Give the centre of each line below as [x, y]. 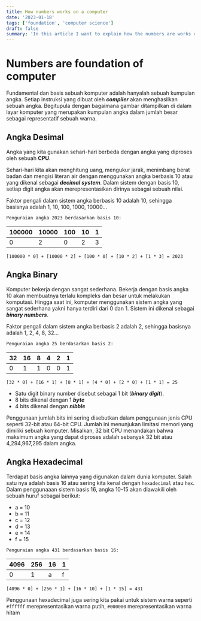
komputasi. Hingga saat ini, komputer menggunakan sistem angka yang [94, 302]
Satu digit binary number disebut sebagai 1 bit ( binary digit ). [89, 393]
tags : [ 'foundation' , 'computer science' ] [60, 23]
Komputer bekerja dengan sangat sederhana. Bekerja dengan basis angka [98, 289]
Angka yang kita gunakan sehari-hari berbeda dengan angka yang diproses [99, 152]
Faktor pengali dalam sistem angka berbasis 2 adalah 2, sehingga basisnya [99, 326]
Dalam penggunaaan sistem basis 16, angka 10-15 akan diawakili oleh [92, 489]
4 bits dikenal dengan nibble [50, 406]
